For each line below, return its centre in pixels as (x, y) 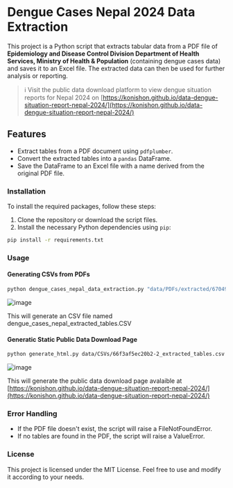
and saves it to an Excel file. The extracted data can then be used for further (116, 68)
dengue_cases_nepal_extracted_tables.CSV (69, 323)
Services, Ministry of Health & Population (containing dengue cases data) (114, 61)
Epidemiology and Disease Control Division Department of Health (103, 54)
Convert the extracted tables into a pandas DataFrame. (94, 158)
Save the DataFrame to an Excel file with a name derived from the (111, 166)
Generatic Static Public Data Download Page (72, 339)
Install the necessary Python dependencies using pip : (94, 228)
